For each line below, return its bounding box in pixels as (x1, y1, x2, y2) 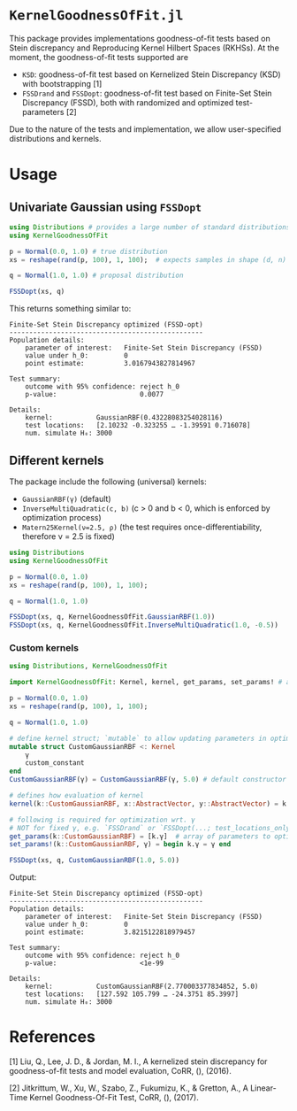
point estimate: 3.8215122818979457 (25, 928, 196, 937)
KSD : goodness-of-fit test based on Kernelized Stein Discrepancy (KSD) (21, 69, 281, 80)
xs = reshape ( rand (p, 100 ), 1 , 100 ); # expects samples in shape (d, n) (9, 255, 287, 264)
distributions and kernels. (9, 133, 102, 143)
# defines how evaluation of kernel (9, 791, 144, 800)
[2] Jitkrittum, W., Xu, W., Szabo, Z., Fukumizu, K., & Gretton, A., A (9, 1083, 249, 1093)
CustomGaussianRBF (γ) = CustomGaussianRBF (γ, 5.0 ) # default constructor (9, 775, 287, 784)
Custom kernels (9, 642, 80, 654)
